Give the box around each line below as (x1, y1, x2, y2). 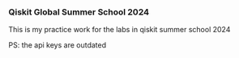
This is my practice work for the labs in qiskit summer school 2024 (8, 25, 231, 35)
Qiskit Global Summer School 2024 (8, 6, 150, 18)
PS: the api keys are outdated (8, 40, 107, 50)
